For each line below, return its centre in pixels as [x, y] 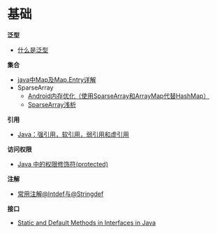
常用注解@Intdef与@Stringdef [60, 194]
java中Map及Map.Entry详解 [57, 79]
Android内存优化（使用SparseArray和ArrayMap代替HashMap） [119, 96]
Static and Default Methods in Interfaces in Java [87, 223]
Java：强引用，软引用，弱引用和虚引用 [73, 134]
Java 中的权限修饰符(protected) [63, 164]
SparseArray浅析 [52, 104]
